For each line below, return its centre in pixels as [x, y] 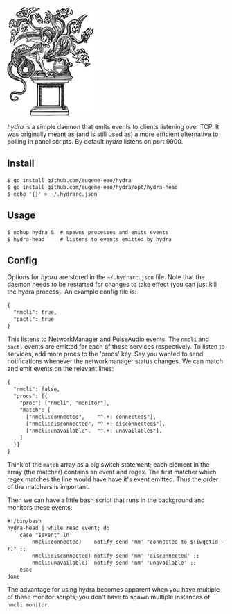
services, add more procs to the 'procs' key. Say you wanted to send [105, 354]
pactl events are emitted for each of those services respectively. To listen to [116, 347]
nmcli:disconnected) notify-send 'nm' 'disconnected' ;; [116, 556]
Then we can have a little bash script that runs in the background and [106, 500]
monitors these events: [40, 508]
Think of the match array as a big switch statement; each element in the [108, 465]
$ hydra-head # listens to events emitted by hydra [89, 239]
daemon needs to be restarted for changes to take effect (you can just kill [112, 285]
